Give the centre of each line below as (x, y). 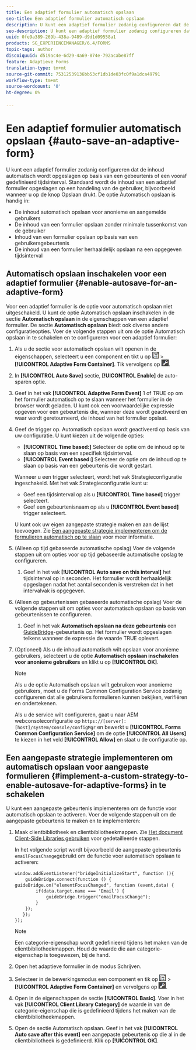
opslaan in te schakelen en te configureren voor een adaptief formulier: (91, 337)
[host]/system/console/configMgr (55, 728)
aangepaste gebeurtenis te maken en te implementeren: (73, 821)
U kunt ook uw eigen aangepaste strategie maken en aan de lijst (92, 524)
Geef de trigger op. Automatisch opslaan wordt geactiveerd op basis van (102, 429)
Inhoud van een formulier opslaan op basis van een (76, 236)
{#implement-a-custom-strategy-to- (120, 776)
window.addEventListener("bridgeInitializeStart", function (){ (94, 874)
